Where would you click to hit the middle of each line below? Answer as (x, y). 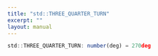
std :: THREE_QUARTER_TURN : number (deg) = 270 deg (79, 46)
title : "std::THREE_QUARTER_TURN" (59, 14)
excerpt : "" (25, 20)
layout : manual (30, 27)
